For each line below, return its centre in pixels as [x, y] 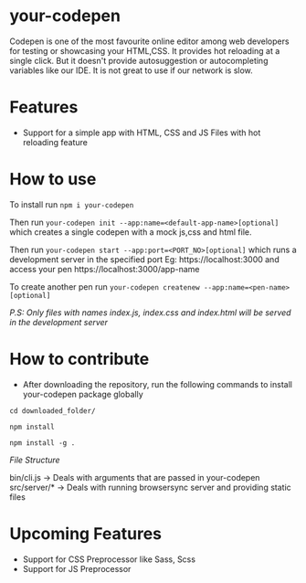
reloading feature [55, 142]
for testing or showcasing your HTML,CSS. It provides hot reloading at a [145, 50]
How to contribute [79, 359]
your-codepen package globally [83, 394]
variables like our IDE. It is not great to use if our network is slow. [131, 70]
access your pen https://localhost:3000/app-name [105, 269]
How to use [53, 180]
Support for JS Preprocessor [77, 568]
